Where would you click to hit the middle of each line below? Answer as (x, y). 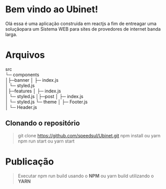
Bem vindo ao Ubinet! (52, 9)
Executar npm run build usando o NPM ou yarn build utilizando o (86, 176)
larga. (11, 34)
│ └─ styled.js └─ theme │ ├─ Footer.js (46, 102)
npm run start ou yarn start (46, 141)
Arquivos (25, 55)
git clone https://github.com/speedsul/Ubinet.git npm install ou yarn (89, 135)
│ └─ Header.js (21, 107)
